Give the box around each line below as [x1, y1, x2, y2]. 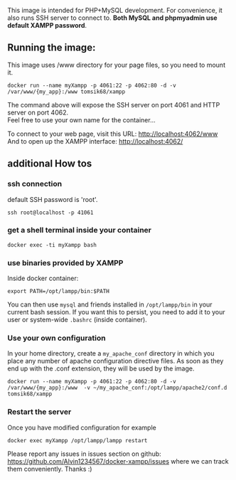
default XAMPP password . [7, 21, 87, 29]
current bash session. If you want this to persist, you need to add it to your [7, 308, 225, 316]
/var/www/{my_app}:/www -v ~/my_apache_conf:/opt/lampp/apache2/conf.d [7, 384, 227, 392]
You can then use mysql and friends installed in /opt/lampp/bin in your [7, 300, 213, 309]
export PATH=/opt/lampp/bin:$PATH [7, 288, 110, 295]
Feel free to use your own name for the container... [7, 115, 156, 124]
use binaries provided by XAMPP [7, 257, 124, 267]
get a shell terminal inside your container [7, 225, 151, 235]
